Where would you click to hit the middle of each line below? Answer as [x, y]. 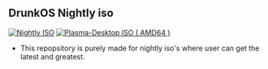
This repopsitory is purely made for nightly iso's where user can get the [140, 48]
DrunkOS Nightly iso [61, 13]
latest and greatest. [52, 56]
